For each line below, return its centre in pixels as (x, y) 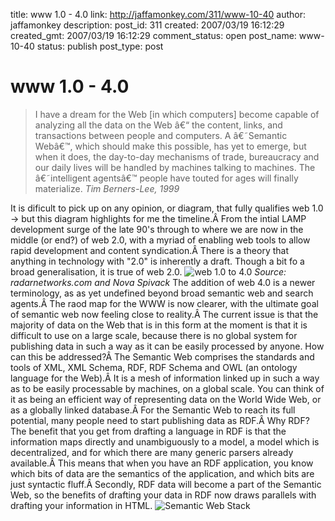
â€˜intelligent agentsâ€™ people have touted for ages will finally (166, 178)
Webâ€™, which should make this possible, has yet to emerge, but (170, 146)
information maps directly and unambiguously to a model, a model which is (165, 441)
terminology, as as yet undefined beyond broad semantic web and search (162, 293)
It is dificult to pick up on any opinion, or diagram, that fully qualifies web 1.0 (167, 208)
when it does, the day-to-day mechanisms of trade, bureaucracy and (177, 156)
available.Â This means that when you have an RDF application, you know (162, 463)
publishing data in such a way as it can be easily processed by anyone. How (167, 346)
